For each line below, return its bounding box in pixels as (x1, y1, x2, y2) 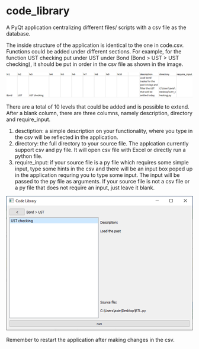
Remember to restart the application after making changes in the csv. (6, 336, 175, 343)
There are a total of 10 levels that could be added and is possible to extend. (6, 103, 190, 110)
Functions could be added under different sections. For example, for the (6, 47, 182, 55)
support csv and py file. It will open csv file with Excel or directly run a (14, 146, 186, 153)
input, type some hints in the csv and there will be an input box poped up (14, 165, 193, 172)
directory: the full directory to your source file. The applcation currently (14, 139, 189, 147)
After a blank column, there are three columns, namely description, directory (6, 109, 192, 116)
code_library (6, 4, 70, 18)
